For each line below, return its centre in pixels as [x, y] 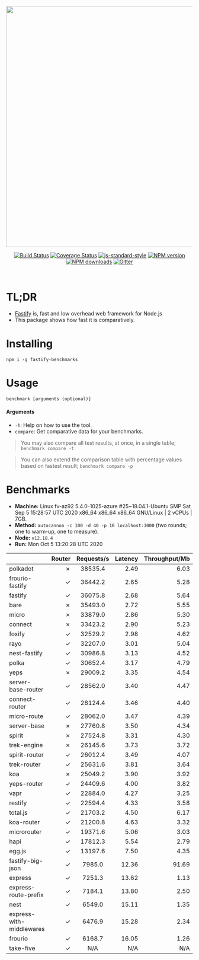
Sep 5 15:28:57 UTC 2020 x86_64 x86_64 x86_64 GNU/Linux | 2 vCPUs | [103, 512]
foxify [17, 634]
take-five [22, 948]
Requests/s [93, 559]
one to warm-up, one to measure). [57, 531]
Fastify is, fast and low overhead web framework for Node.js [89, 313]
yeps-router [26, 783]
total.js [18, 812]
